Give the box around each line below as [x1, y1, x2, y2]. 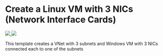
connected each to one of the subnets [5, 46, 83, 52]
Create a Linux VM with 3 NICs [5, 3, 133, 15]
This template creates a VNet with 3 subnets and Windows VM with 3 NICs [5, 41, 158, 47]
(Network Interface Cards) [5, 14, 116, 25]
